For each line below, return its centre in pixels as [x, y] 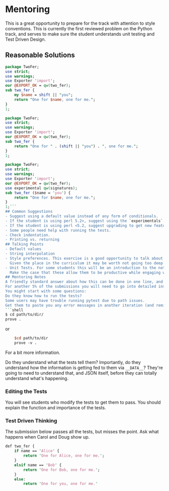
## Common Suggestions [29, 212]
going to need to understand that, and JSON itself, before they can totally [81, 373]
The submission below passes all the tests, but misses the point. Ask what [82, 432]
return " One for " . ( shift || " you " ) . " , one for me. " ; [76, 146]
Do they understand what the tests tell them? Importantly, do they [73, 362]
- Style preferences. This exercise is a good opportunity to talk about [84, 258]
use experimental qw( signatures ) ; [41, 188]
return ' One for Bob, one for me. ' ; [62, 470]
